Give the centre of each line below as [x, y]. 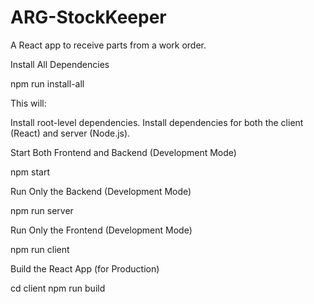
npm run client [40, 249]
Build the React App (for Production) [85, 268]
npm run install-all [47, 83]
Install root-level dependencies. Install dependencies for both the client [157, 122]
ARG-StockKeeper [88, 17]
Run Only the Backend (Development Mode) [101, 191]
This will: [28, 103]
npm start [30, 172]
